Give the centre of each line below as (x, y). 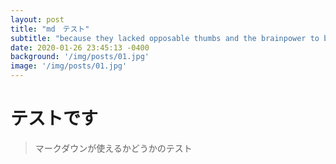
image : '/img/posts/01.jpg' (69, 66)
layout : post (37, 19)
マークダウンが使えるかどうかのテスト (113, 148)
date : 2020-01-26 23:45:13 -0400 (80, 47)
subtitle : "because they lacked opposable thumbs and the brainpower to (165, 38)
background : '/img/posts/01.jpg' (80, 57)
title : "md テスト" (50, 29)
